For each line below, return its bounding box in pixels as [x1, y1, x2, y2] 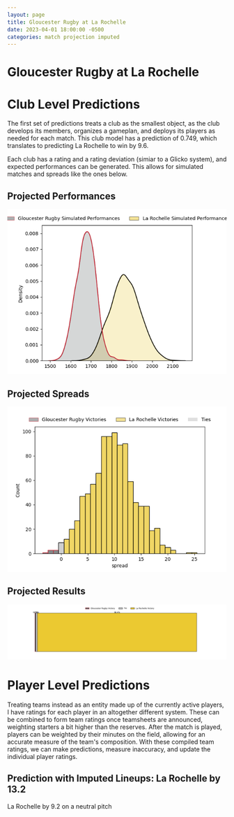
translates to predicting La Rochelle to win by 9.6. [7, 142, 149, 150]
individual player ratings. [7, 752, 78, 760]
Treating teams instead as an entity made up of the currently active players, [7, 700, 224, 709]
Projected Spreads [7, 388, 90, 399]
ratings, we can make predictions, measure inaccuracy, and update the [7, 744, 211, 753]
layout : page [7, 11, 45, 18]
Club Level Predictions [7, 96, 141, 112]
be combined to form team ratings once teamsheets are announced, [7, 715, 203, 723]
